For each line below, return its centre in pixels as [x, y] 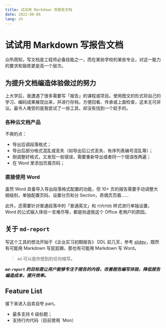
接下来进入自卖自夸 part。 [32, 304]
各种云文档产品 [23, 122]
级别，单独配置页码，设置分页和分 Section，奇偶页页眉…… [69, 195]
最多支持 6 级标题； [32, 314]
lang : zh [14, 19]
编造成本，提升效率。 [27, 275]
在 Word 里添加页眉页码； [39, 163]
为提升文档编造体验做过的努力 [51, 83]
